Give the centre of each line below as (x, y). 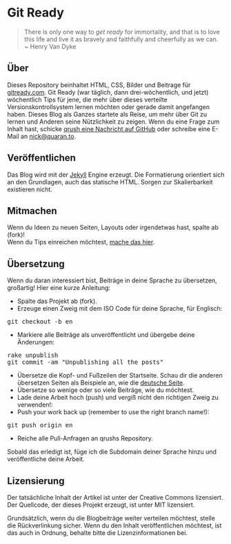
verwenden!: (35, 405)
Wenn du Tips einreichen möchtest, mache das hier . (81, 242)
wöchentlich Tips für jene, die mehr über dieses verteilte (87, 99)
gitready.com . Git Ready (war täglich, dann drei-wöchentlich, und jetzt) (108, 92)
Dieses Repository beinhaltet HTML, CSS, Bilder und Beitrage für (99, 85)
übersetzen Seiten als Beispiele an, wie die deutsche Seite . (101, 383)
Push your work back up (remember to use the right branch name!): (113, 412)
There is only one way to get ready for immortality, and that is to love (122, 32)
